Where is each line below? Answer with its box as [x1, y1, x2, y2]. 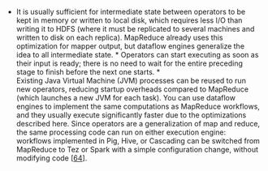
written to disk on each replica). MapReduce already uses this [15, 32, 223, 42]
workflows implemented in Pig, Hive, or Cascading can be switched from [15, 136, 260, 145]
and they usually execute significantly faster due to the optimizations [15, 110, 247, 120]
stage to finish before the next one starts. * [15, 67, 161, 76]
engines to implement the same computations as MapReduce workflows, [15, 101, 260, 111]
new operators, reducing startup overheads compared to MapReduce [15, 84, 249, 94]
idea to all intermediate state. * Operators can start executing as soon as [15, 50, 259, 59]
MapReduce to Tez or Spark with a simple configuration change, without [15, 145, 258, 154]
